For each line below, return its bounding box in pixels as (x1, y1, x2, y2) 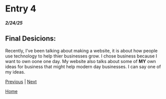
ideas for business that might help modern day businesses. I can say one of (5, 63, 161, 69)
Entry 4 (5, 3, 36, 14)
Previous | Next (5, 78, 37, 84)
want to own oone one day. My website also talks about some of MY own (5, 58, 156, 64)
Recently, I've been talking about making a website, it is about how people (5, 47, 158, 53)
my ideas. (5, 68, 25, 75)
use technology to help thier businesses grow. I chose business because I (5, 53, 157, 59)
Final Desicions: (5, 34, 56, 43)
